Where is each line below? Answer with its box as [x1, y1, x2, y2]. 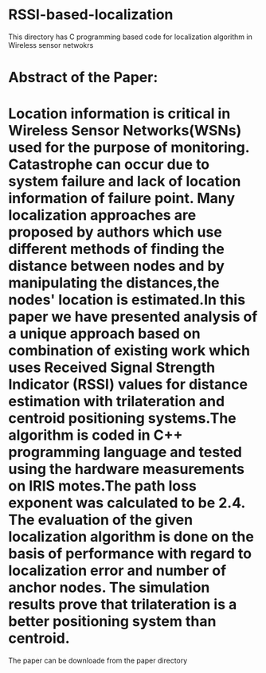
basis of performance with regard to [8, 545, 252, 563]
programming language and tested [8, 444, 243, 461]
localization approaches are [8, 206, 197, 225]
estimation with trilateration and [8, 393, 225, 411]
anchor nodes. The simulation [8, 579, 210, 597]
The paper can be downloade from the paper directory [8, 655, 188, 666]
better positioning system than [8, 612, 217, 631]
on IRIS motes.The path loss [8, 477, 197, 495]
